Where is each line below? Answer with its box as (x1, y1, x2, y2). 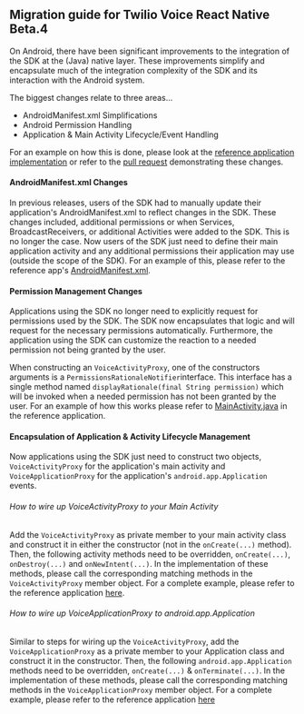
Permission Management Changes (9, 285, 143, 296)
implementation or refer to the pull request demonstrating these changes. (9, 156, 284, 167)
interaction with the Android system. (9, 74, 145, 85)
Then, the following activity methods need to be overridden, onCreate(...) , (9, 549, 291, 560)
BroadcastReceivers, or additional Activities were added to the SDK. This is (9, 226, 290, 237)
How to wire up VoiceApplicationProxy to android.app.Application (9, 608, 256, 619)
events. (9, 481, 37, 491)
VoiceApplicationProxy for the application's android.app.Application (9, 471, 268, 481)
